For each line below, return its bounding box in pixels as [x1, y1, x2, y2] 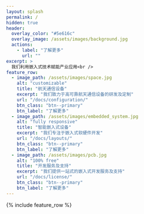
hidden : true [6, 20, 38, 25]
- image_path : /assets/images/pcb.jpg [11, 152, 107, 158]
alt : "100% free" [17, 158, 60, 164]
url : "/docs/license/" [17, 174, 73, 180]
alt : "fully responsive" [17, 119, 78, 125]
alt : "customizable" [17, 81, 67, 87]
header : [6, 25, 25, 31]
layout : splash [6, 8, 44, 15]
